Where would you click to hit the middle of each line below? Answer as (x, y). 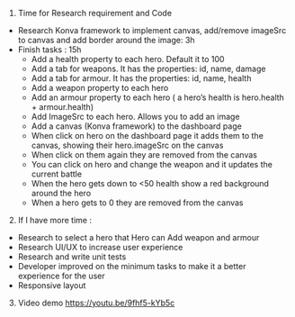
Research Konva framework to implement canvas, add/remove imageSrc (152, 30)
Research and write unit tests (72, 257)
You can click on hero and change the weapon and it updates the (152, 164)
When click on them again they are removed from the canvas (144, 155)
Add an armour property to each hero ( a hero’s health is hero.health (158, 97)
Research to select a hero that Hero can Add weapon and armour (139, 237)
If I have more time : (55, 220)
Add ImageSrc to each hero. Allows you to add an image (135, 117)
